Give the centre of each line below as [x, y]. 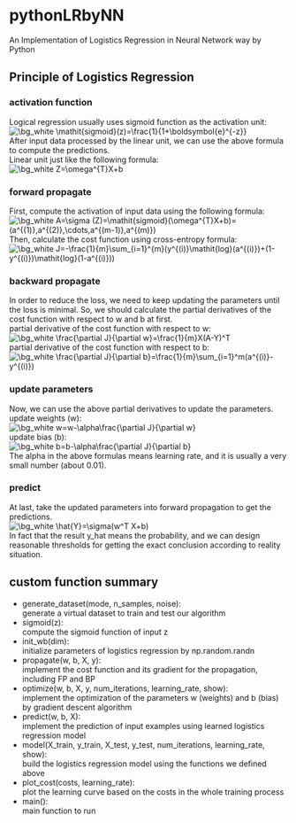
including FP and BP [58, 679]
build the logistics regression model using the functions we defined [144, 764]
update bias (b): [38, 437]
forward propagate [50, 191]
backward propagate [55, 281]
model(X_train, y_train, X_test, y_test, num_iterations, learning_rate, [143, 744]
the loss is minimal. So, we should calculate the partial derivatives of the [140, 310]
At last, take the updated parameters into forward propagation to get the [140, 507]
